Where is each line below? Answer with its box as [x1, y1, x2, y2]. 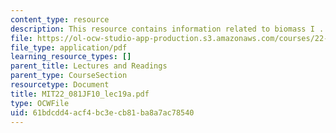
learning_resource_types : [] [10, 52, 132, 62]
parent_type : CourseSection [10, 71, 128, 81]
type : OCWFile [10, 98, 70, 108]
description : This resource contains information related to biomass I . [10, 24, 325, 34]
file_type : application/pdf [10, 42, 128, 53]
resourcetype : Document [10, 80, 110, 90]
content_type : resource [10, 14, 110, 25]
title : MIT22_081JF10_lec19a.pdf [10, 89, 150, 99]
